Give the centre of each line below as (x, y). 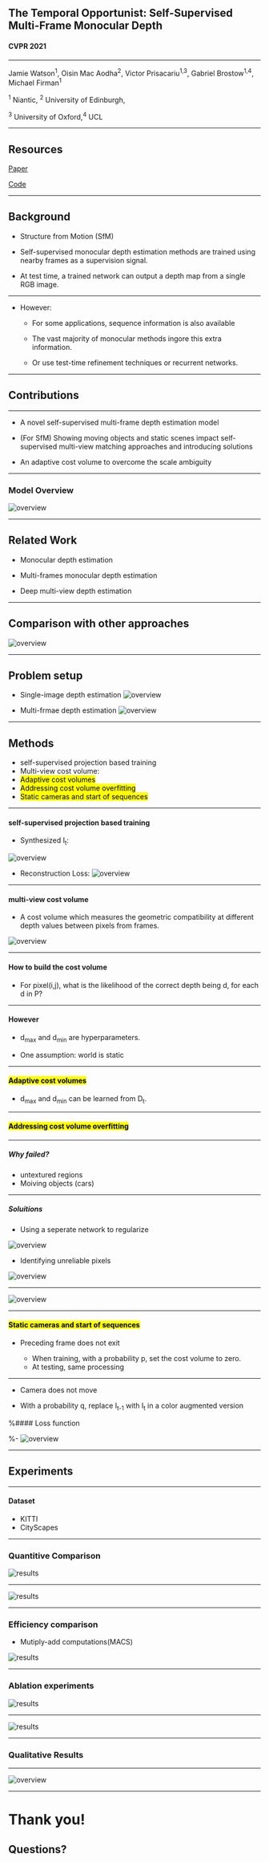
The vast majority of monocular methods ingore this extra (126, 338)
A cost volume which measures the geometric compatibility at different (137, 917)
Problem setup (46, 675)
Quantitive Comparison (55, 1555)
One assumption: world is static (72, 1055)
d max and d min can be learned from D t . (83, 1099)
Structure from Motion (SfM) (67, 236)
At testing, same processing (78, 1367)
